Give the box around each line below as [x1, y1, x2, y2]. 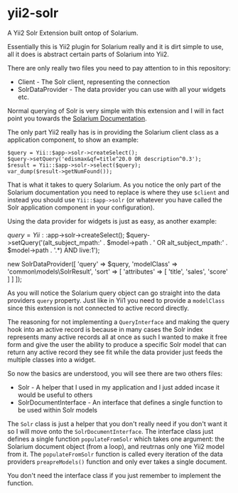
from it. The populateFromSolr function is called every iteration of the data [7, 450, 224, 458]
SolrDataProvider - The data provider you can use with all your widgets [17, 85, 226, 93]
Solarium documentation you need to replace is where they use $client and [7, 187, 229, 197]
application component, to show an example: [7, 135, 139, 144]
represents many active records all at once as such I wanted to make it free [7, 333, 227, 341]
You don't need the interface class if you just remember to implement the [7, 471, 222, 479]
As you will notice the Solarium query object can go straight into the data [7, 289, 221, 297]
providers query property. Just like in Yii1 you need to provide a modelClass [7, 296, 225, 304]
